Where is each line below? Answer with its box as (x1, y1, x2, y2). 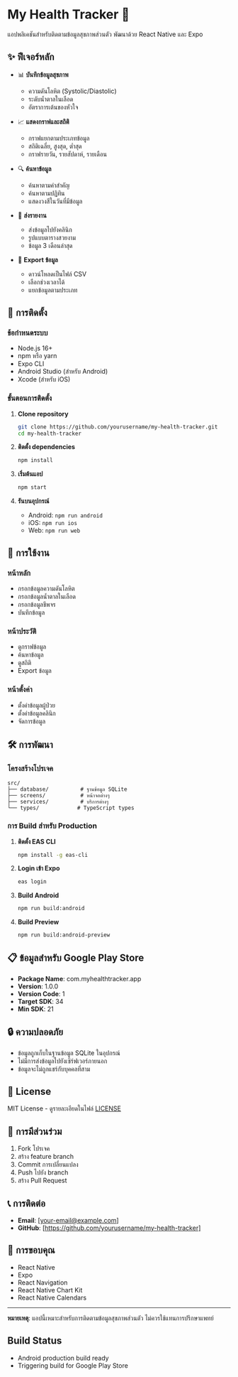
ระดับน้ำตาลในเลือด (28, 94, 74, 103)
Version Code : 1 (17, 989, 65, 998)
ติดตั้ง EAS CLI (17, 837, 56, 846)
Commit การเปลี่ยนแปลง (17, 1160, 79, 1169)
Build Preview (17, 918, 59, 927)
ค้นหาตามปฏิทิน (28, 188, 65, 198)
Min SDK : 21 (17, 1005, 55, 1013)
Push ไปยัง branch (17, 1168, 69, 1177)
